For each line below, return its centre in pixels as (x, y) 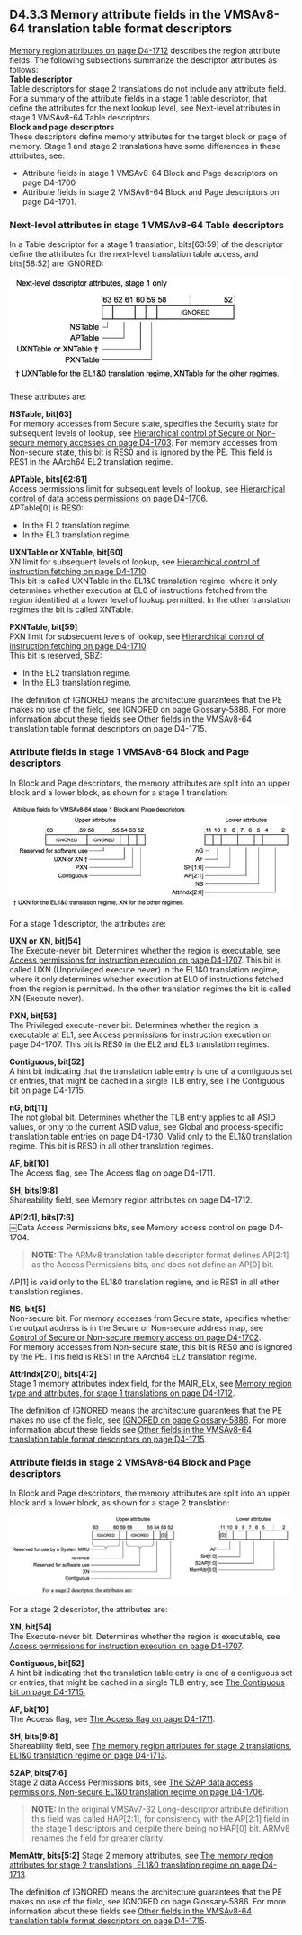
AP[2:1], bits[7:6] (42, 1218)
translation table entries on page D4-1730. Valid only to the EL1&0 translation (151, 1137)
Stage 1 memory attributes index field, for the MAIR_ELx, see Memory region (151, 1384)
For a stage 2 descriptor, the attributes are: (89, 1609)
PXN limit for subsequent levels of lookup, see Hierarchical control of (137, 636)
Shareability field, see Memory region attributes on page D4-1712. (131, 1200)
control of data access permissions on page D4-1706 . (109, 499)
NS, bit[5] (28, 1309)
